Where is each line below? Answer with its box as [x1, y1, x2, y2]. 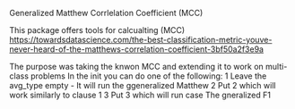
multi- [265, 62, 288, 71]
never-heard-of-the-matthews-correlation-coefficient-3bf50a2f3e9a [9, 44, 265, 54]
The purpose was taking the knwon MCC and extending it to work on [9, 62, 265, 71]
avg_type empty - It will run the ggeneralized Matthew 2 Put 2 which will [9, 80, 276, 90]
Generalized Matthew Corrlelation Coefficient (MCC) [9, 8, 204, 18]
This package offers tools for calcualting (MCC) [9, 25, 186, 35]
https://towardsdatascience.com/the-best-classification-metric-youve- [9, 35, 273, 45]
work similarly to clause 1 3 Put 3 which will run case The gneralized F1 [9, 89, 272, 100]
